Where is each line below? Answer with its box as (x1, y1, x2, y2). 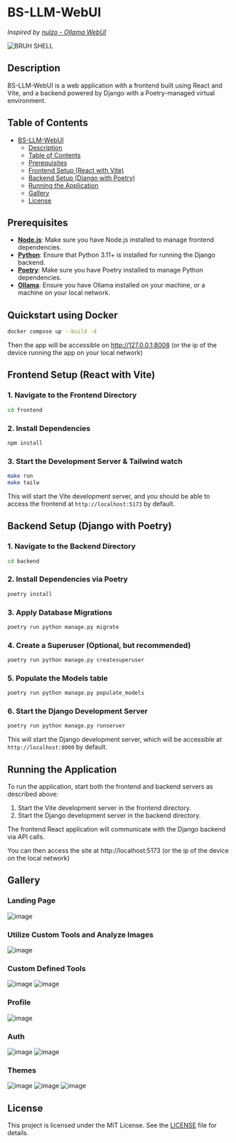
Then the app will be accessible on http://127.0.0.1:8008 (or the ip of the (7, 341, 217, 349)
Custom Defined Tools (7, 963, 87, 973)
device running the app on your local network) (7, 349, 144, 357)
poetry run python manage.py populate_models (7, 689, 144, 697)
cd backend (7, 558, 40, 565)
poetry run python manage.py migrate (7, 623, 119, 630)
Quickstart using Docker (7, 309, 119, 321)
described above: (7, 790, 59, 799)
